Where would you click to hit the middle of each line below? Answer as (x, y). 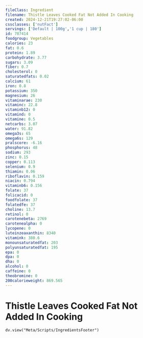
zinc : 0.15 (17, 157)
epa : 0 (12, 252)
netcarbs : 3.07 (21, 124)
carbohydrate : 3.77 (26, 57)
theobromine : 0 (21, 276)
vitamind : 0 (18, 115)
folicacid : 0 (19, 195)
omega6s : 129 (19, 138)
